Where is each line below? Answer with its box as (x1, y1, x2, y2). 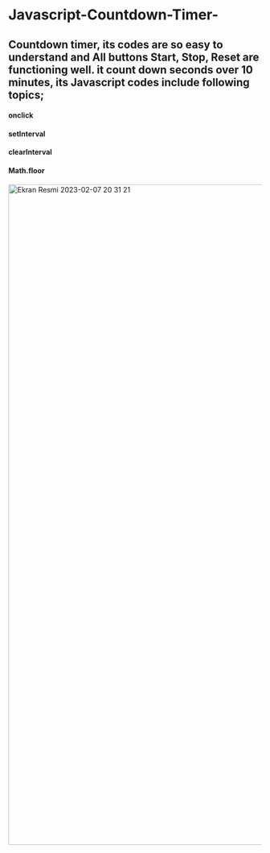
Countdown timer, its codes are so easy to (8, 38, 223, 52)
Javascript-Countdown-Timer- (8, 6, 219, 24)
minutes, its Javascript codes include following (8, 75, 251, 89)
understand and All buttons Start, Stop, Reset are (8, 50, 260, 64)
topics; (8, 88, 44, 101)
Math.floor (8, 165, 45, 175)
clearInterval (8, 147, 52, 157)
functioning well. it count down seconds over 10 (8, 63, 253, 77)
